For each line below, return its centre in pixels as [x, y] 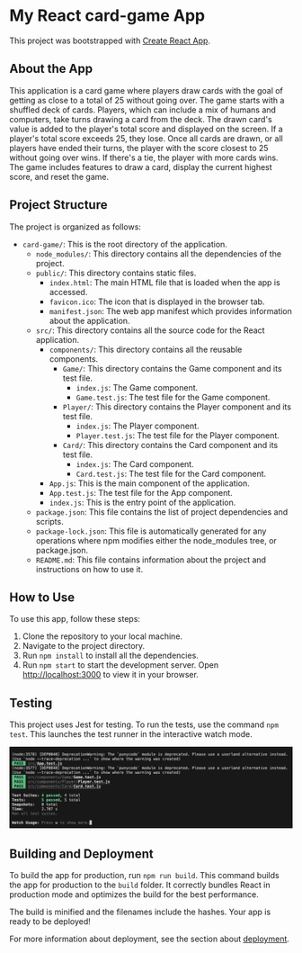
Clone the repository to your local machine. [102, 636]
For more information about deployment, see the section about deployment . [150, 939]
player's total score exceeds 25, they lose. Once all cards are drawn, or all [146, 138]
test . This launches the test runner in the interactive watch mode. [131, 734]
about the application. [89, 320]
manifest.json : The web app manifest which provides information [170, 310]
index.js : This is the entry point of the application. [142, 502]
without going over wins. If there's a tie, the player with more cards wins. [144, 157]
